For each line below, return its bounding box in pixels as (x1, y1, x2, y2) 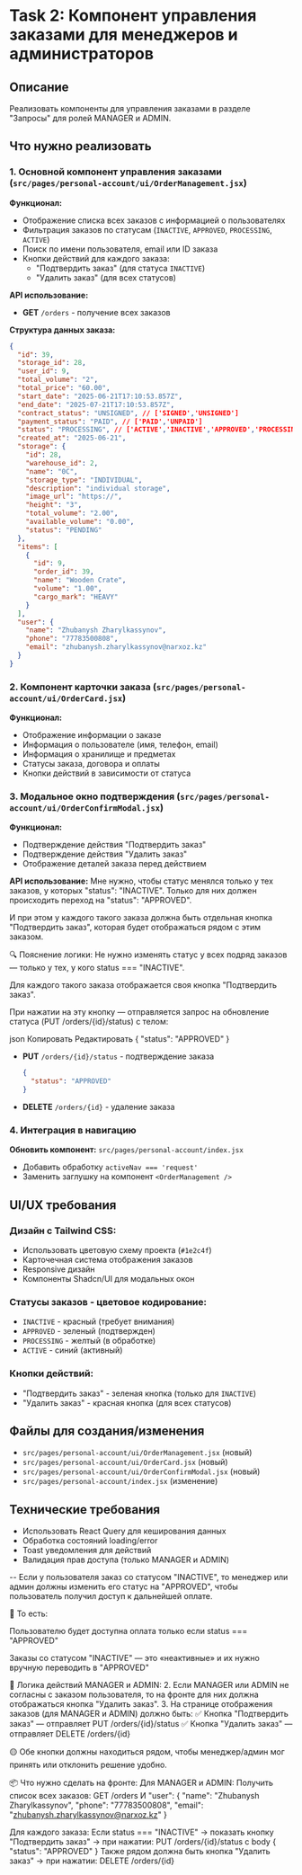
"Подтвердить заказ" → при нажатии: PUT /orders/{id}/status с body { (9, 1836, 277, 1847)
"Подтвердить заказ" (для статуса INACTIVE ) (35, 262, 205, 273)
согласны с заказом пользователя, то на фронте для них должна (9, 1689, 259, 1700)
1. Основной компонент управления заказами (9, 165, 222, 178)
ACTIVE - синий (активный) (22, 1345, 123, 1355)
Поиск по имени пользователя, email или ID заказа (22, 244, 218, 254)
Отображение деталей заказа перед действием (22, 858, 207, 869)
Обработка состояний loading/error (22, 1535, 158, 1546)
